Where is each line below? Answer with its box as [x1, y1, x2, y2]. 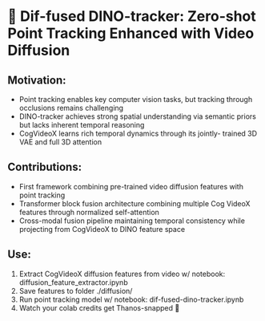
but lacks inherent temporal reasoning [18, 120, 145, 129]
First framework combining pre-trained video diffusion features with [18, 181, 243, 191]
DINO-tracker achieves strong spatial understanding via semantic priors [18, 112, 257, 121]
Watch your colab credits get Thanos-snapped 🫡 [18, 303, 180, 312]
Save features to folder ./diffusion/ [18, 286, 133, 295]
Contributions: [7, 160, 82, 174]
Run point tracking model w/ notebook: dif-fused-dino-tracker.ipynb [18, 295, 244, 304]
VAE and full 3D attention [18, 137, 102, 147]
